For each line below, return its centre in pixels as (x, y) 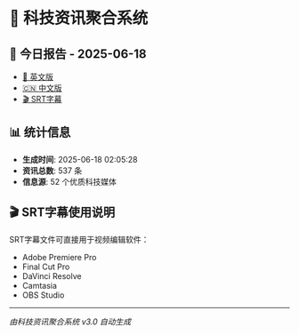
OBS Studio (43, 295)
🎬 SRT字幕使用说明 (62, 213)
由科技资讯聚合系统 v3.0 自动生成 (70, 322)
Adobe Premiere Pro (59, 257)
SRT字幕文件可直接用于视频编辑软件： (79, 239)
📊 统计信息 (40, 133)
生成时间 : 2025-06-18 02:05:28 (80, 159)
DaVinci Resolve (52, 275)
